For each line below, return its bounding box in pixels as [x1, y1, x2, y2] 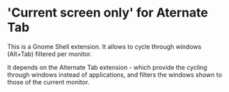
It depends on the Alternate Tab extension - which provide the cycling [7, 63, 207, 71]
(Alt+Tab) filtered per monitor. [7, 50, 93, 58]
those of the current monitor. [7, 77, 90, 86]
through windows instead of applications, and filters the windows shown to [7, 71, 223, 79]
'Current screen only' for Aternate [7, 5, 209, 21]
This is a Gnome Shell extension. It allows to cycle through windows [7, 42, 202, 50]
